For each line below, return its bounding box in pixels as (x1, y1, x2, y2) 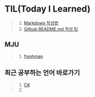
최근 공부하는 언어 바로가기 (4, 69, 80, 77)
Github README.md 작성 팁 (23, 26, 78, 32)
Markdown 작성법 (23, 20, 58, 26)
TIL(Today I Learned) (4, 3, 91, 15)
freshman (23, 53, 43, 59)
